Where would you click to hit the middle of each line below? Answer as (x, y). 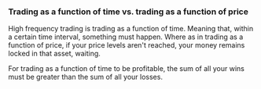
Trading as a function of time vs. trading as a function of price (129, 12)
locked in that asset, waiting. (54, 54)
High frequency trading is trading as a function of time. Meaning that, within (131, 29)
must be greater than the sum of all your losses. (86, 77)
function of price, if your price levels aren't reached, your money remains (127, 45)
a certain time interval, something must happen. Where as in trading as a (126, 37)
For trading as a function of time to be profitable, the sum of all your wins (127, 69)
